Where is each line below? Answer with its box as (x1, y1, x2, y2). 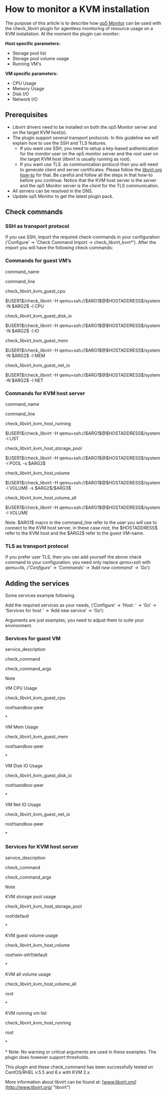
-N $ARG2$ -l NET (5, 377, 44, 383)
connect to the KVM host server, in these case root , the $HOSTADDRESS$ (5, 525, 158, 531)
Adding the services (5, 579, 70, 588)
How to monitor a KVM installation (5, 4, 150, 15)
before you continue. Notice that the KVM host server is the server (19, 177, 157, 183)
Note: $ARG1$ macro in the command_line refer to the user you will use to (5, 519, 157, 525)
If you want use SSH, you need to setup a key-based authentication (19, 145, 159, 151)
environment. (5, 623, 32, 629)
